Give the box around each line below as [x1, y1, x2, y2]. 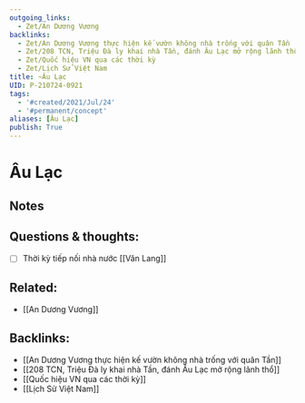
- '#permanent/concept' [17, 106, 107, 115]
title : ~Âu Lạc [9, 73, 67, 82]
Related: [9, 280, 58, 295]
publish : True [9, 123, 64, 133]
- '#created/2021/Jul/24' [17, 97, 116, 107]
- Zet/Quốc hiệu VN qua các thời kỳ [17, 55, 156, 64]
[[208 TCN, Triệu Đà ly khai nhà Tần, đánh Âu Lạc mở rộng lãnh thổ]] [22, 364, 280, 375]
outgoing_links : [9, 13, 71, 23]
